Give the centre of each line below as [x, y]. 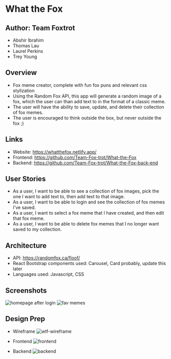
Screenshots [26, 290]
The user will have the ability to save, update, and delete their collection [89, 107]
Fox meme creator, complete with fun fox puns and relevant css [80, 85]
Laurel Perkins [28, 51]
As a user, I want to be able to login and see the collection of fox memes [89, 202]
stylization [24, 90]
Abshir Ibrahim [28, 40]
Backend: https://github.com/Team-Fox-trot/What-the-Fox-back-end [85, 163]
